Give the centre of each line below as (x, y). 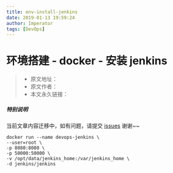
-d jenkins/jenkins (31, 164)
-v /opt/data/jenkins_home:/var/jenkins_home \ (68, 159)
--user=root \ (24, 143)
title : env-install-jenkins (42, 12)
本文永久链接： (49, 94)
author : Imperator (30, 23)
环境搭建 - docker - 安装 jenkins (87, 61)
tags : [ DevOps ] (26, 29)
